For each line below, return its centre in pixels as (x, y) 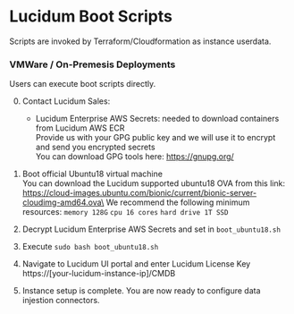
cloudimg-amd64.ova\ (63, 202)
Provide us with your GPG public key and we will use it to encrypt (155, 138)
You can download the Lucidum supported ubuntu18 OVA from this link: (154, 183)
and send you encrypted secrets (95, 147)
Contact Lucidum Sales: (66, 101)
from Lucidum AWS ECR (80, 128)
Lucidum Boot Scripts (91, 17)
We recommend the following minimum (178, 202)
